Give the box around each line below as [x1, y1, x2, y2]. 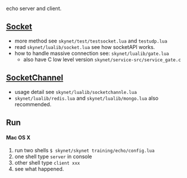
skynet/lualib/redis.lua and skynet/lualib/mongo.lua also [14, 95, 159, 102]
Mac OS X [6, 134, 31, 141]
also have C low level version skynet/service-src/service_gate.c [23, 55, 181, 63]
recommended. [14, 100, 51, 107]
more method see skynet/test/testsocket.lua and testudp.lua [14, 37, 168, 44]
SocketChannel [6, 73, 64, 83]
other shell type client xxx [14, 159, 80, 166]
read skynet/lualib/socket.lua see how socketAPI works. [14, 43, 155, 50]
